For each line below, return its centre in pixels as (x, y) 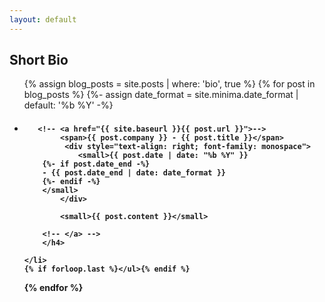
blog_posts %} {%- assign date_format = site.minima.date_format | (161, 95)
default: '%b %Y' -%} (68, 105)
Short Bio (39, 60)
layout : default (43, 19)
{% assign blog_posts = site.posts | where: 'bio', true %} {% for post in (169, 84)
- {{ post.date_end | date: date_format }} (134, 173)
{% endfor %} (53, 288)
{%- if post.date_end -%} (96, 164)
